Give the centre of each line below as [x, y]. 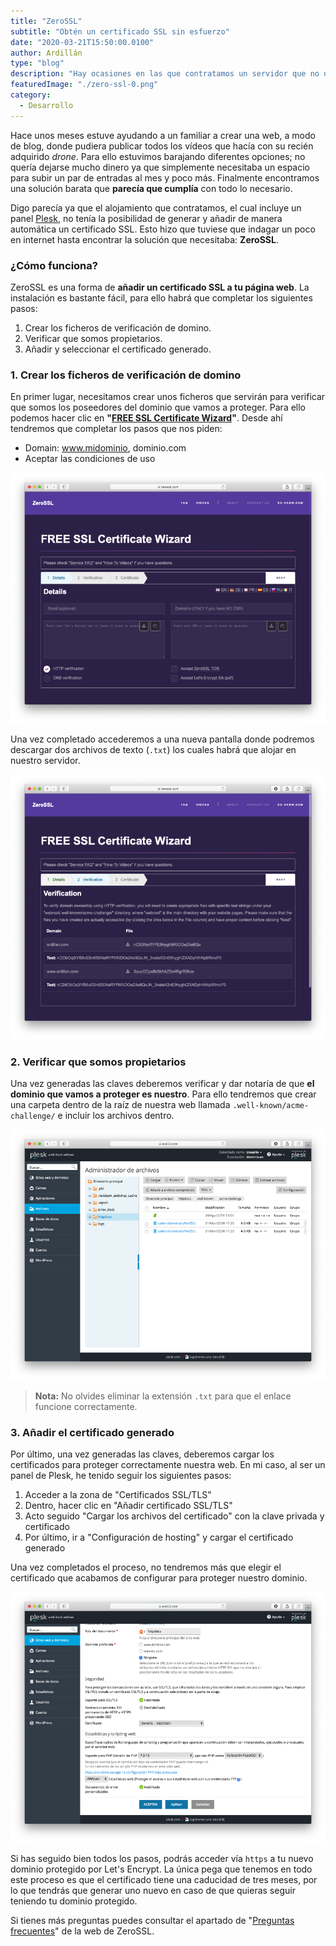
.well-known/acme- [271, 1106]
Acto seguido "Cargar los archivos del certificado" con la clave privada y [174, 1516]
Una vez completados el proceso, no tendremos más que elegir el [146, 1567]
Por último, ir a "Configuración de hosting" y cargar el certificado [159, 1537]
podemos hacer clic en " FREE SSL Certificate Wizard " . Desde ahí [146, 418]
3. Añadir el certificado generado [92, 1432]
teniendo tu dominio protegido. [74, 1901]
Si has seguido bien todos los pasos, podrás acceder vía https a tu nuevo [162, 1858]
